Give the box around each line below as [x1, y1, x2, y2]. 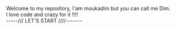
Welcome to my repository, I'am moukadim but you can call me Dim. [6, 5, 171, 12]
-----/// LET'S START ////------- [6, 17, 83, 24]
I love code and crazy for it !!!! [6, 11, 78, 18]
